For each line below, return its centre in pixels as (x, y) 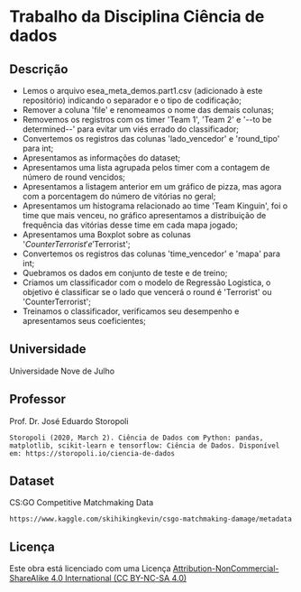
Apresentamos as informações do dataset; (101, 158)
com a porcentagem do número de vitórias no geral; (119, 196)
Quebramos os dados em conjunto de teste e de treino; (125, 273)
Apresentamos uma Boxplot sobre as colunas (106, 235)
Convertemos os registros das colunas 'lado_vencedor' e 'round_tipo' (151, 139)
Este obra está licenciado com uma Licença (90, 569)
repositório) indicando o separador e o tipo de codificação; (132, 100)
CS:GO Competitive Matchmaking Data (82, 503)
